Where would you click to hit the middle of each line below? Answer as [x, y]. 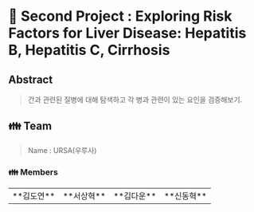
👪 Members [33, 172]
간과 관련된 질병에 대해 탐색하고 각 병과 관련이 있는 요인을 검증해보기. [135, 100]
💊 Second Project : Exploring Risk [120, 16]
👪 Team [30, 126]
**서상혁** [84, 196]
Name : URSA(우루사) [62, 150]
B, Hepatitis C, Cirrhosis [89, 50]
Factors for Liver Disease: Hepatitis [127, 33]
